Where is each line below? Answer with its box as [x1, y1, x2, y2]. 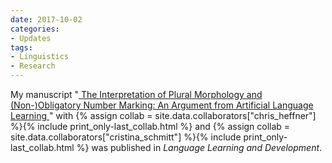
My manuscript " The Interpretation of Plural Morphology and [10, 89, 263, 100]
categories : [10, 24, 60, 34]
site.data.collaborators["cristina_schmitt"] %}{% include [10, 131, 242, 143]
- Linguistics [10, 52, 70, 62]
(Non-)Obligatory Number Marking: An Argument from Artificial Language [10, 99, 314, 111]
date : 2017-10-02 [10, 14, 83, 25]
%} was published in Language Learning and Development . [76, 142, 323, 153]
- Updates [10, 33, 52, 43]
